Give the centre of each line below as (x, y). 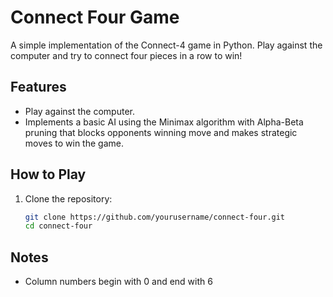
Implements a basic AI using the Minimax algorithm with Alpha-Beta (164, 122)
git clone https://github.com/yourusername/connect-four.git (155, 217)
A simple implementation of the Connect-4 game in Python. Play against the (166, 45)
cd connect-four (58, 226)
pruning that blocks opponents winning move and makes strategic (161, 132)
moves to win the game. (74, 143)
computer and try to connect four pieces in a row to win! (126, 55)
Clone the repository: (68, 198)
